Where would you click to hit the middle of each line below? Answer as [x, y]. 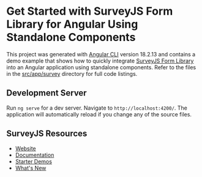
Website [26, 148]
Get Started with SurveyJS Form [90, 11]
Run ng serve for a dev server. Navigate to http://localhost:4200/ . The [97, 108]
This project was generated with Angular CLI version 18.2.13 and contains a [101, 54]
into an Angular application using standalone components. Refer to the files [101, 67]
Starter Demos [33, 161]
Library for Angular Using [72, 24]
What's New [31, 168]
